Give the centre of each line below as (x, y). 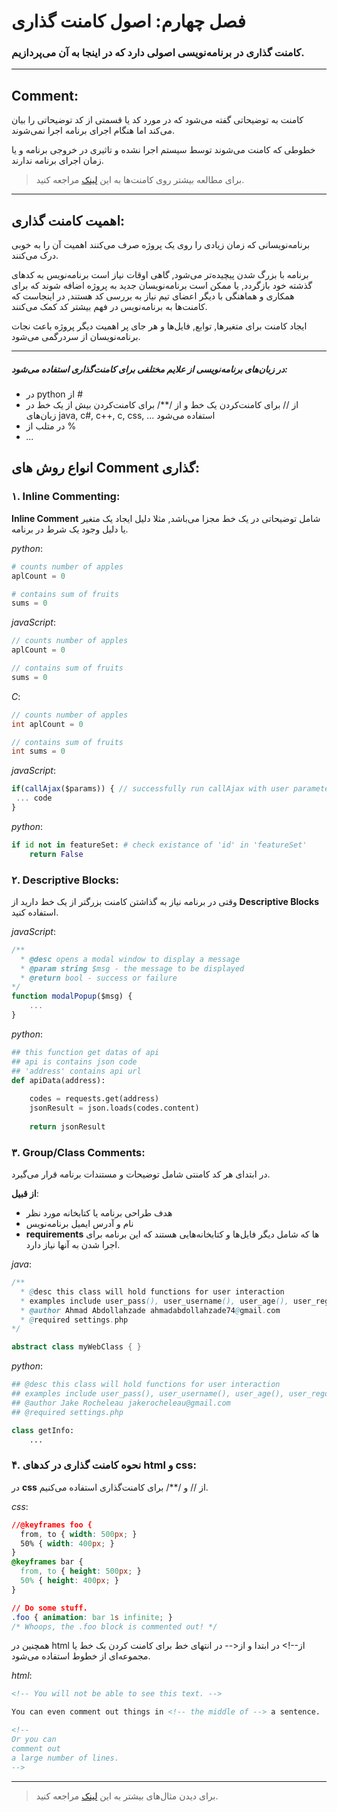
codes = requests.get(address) (94, 1099)
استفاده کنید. (35, 912)
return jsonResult (67, 1126)
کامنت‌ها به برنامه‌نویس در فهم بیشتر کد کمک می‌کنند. (109, 307)
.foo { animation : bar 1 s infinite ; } (92, 1617)
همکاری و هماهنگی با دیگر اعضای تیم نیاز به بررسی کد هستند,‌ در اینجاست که (153, 296)
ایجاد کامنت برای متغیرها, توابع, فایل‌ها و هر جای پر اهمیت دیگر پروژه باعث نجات (159, 326)
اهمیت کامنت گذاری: (68, 220)
